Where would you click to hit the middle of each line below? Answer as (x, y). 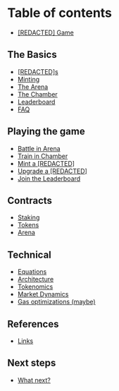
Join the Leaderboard (49, 179)
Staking (29, 217)
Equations (32, 272)
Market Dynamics (43, 294)
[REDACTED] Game (45, 32)
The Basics (32, 55)
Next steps (32, 363)
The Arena (33, 87)
